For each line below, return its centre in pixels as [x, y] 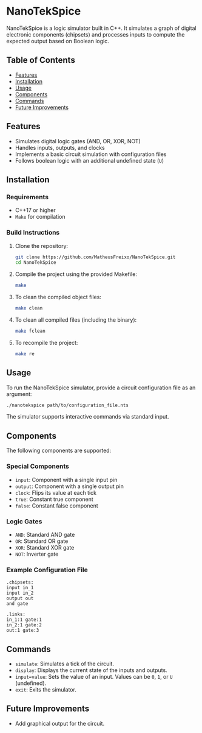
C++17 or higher [35, 210]
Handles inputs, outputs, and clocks [60, 147]
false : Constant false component [56, 505]
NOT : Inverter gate [37, 554]
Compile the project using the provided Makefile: [76, 274]
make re [25, 354]
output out [20, 598]
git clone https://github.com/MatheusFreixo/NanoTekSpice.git [95, 257]
